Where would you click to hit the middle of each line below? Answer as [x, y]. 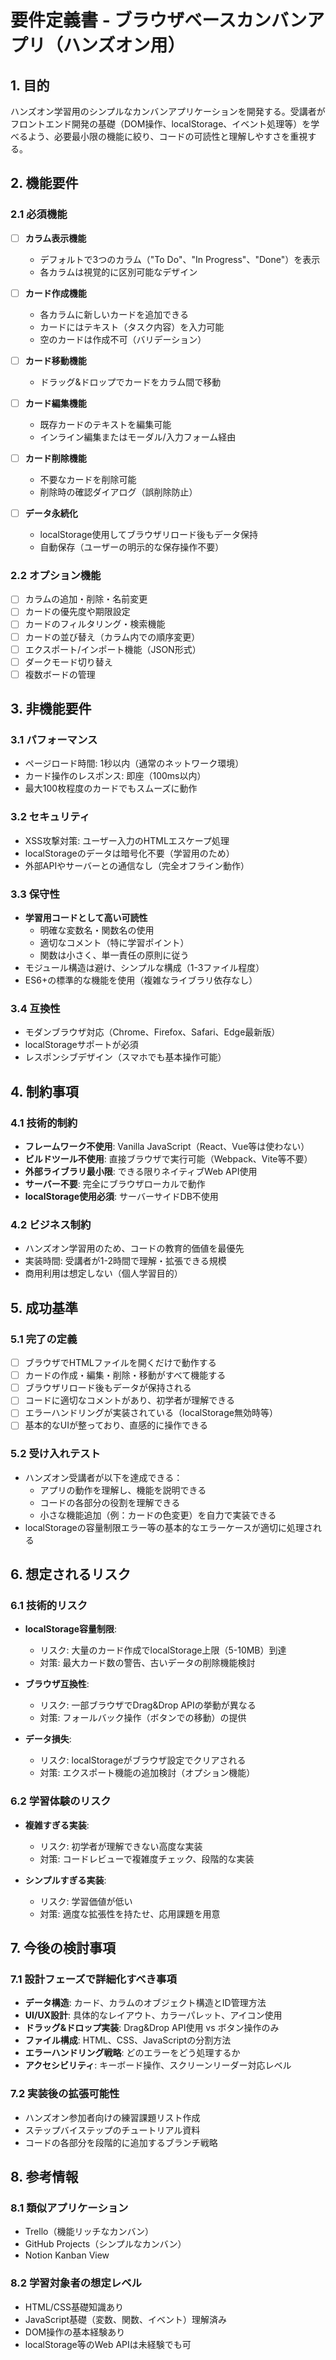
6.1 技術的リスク [49, 1606]
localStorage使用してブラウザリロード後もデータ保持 [149, 535]
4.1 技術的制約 [44, 1123]
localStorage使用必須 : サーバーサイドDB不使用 [121, 1197]
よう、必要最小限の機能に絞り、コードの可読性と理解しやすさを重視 [167, 136]
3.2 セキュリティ [50, 817]
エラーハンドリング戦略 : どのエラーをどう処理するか [132, 2053]
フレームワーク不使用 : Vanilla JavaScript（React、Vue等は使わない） [167, 1147]
